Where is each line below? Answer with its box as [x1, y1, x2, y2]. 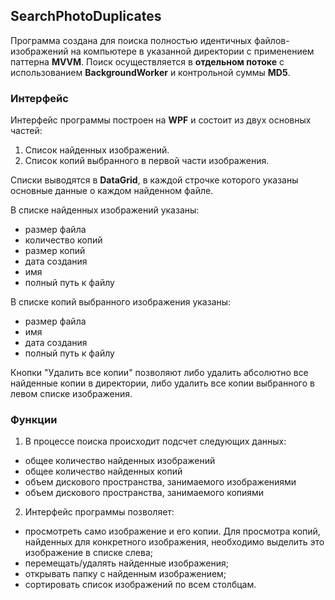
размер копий [24, 245, 86, 257]
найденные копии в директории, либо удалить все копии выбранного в [10, 377, 315, 389]
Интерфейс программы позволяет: [24, 506, 175, 518]
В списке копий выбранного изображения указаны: [10, 296, 232, 308]
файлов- [253, 34, 290, 46]
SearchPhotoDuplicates [10, 8, 162, 25]
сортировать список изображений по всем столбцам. [24, 579, 257, 591]
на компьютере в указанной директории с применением [70, 45, 315, 57]
